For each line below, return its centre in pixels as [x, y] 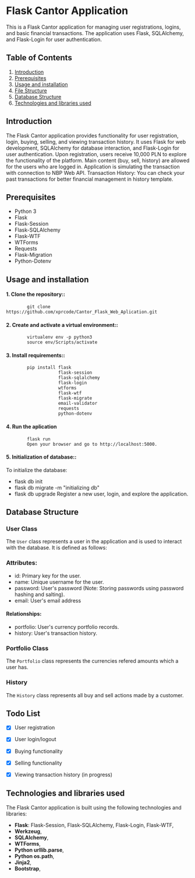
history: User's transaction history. [56, 633]
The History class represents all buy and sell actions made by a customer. [95, 695]
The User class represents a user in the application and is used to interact [94, 542]
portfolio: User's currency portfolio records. [67, 626]
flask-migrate [75, 398]
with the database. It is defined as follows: [57, 548]
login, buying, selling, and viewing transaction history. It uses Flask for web [96, 142]
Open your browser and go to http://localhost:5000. [92, 444]
